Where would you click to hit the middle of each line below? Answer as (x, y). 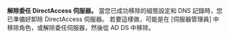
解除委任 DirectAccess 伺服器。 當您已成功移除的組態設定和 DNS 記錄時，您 (115, 11)
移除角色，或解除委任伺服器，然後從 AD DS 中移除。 (81, 27)
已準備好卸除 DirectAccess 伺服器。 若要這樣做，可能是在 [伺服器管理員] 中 (113, 19)
